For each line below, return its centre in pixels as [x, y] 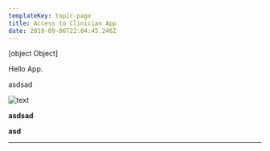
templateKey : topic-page [50, 16]
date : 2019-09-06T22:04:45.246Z [62, 31]
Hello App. [26, 69]
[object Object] [33, 54]
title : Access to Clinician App [62, 23]
